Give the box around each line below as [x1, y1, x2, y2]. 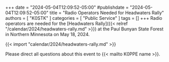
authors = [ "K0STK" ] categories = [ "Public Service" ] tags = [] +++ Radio [5, 15, 163, 21]
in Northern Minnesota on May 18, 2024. [5, 32, 90, 37]
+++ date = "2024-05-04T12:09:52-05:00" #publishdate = [5, 5, 129, 10]
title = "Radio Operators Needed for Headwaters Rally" [49, 10, 164, 16]
